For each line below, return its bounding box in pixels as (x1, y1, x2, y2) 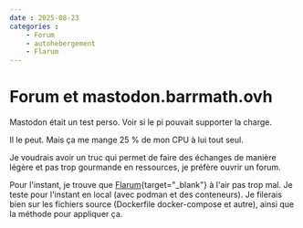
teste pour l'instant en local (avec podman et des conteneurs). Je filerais (9, 189, 283, 201)
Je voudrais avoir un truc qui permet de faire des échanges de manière (9, 152, 277, 163)
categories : (9, 22, 59, 31)
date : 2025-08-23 (9, 13, 79, 23)
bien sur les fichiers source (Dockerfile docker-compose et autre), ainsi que (9, 199, 295, 210)
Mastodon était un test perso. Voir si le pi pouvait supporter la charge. (9, 117, 272, 128)
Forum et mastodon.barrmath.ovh (9, 87, 273, 108)
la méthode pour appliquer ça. (9, 209, 123, 220)
